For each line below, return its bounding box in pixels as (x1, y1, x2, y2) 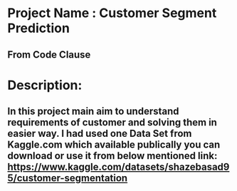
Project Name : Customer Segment (7, 5, 217, 21)
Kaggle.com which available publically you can (7, 139, 221, 151)
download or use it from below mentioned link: (7, 150, 218, 162)
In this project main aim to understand (7, 105, 179, 118)
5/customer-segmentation (7, 172, 128, 185)
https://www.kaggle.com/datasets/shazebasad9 (7, 161, 230, 173)
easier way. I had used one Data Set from (7, 128, 192, 140)
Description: (7, 77, 83, 93)
